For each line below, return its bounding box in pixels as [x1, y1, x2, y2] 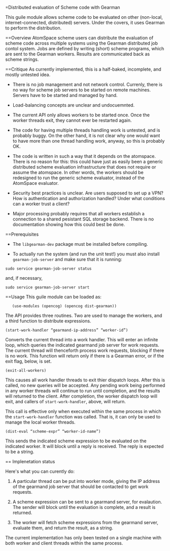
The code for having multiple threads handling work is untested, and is [12, 127, 160, 133]
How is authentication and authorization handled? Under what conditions [12, 196, 165, 201]
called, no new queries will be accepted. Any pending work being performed [5, 382, 165, 388]
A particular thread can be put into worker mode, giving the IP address [12, 478, 160, 484]
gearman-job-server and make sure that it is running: [12, 256, 122, 262]
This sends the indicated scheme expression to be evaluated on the [5, 438, 147, 444]
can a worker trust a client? [12, 201, 70, 207]
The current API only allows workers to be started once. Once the [12, 112, 150, 118]
